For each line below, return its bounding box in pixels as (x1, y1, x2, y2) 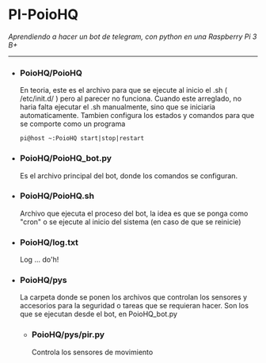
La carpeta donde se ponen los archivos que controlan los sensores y (19, 292, 248, 302)
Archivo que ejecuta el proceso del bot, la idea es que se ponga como (19, 208, 249, 218)
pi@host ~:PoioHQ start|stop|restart (19, 135, 145, 143)
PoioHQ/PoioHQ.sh (19, 190, 95, 201)
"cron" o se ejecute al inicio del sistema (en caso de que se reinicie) (19, 216, 241, 227)
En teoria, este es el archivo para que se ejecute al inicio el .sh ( (19, 86, 228, 95)
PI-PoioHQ (8, 6, 79, 24)
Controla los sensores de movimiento (31, 347, 154, 357)
